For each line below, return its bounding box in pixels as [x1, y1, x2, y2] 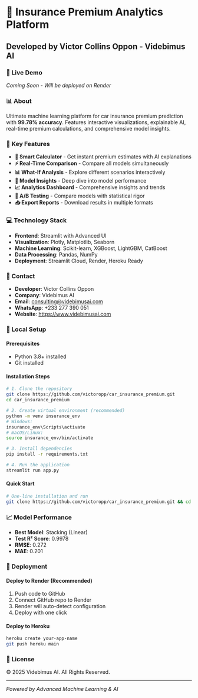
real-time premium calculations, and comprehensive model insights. [6, 125, 171, 132]
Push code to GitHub [14, 590, 66, 598]
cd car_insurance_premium [6, 397, 70, 403]
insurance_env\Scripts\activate [6, 424, 85, 430]
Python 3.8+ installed [14, 353, 67, 360]
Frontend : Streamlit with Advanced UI [14, 232, 107, 239]
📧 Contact [6, 272, 35, 280]
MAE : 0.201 [14, 548, 43, 555]
